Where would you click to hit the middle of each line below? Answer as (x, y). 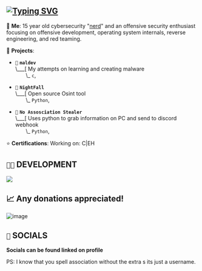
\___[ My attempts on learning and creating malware (79, 69)
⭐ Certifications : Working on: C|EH (51, 143)
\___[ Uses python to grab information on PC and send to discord (96, 118)
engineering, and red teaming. (44, 39)
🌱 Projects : (20, 50)
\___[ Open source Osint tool (50, 93)
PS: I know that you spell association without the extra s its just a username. (101, 262)
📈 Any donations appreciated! (65, 199)
